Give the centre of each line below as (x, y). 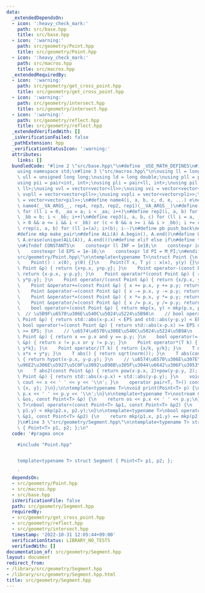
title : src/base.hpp (43, 35)
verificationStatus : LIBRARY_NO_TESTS (61, 540)
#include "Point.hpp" (45, 445)
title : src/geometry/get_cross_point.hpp (70, 92)
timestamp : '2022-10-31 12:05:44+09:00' (64, 534)
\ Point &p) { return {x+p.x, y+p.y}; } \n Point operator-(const (106, 268)
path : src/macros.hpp (45, 63)
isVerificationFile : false (46, 500)
